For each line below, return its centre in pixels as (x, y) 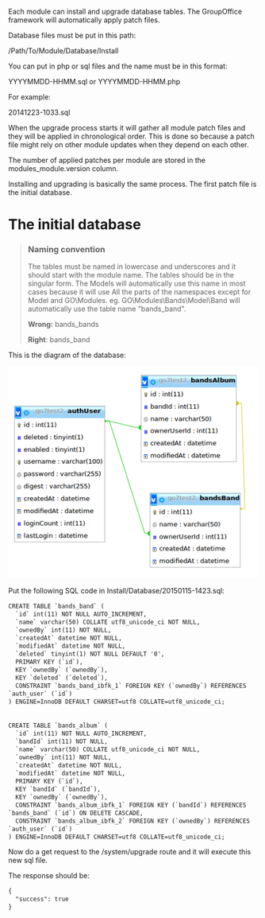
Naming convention (66, 250)
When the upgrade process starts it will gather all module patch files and (127, 128)
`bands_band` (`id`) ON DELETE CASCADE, (76, 813)
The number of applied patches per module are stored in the (107, 160)
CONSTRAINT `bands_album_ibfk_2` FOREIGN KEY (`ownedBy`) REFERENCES (132, 821)
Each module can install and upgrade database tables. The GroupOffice (125, 12)
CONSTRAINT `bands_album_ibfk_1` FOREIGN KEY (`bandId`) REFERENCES (131, 805)
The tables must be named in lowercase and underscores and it (132, 266)
